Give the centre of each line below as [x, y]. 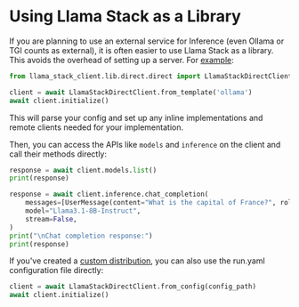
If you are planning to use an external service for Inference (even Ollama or [147, 41]
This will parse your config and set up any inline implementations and [136, 117]
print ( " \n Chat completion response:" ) [81, 236]
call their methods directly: [58, 154]
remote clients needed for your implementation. [97, 127]
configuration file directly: [57, 271]
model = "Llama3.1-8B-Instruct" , [83, 211]
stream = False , [51, 219]
